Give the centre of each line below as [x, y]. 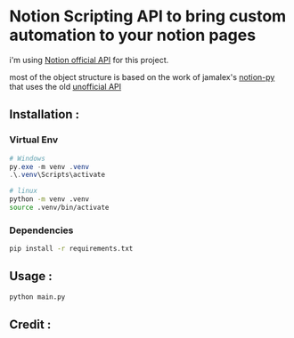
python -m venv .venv [49, 199]
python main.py [37, 297]
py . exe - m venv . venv [49, 166]
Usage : [31, 276]
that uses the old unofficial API [65, 86]
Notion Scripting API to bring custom [148, 16]
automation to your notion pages [133, 35]
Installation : [45, 114]
